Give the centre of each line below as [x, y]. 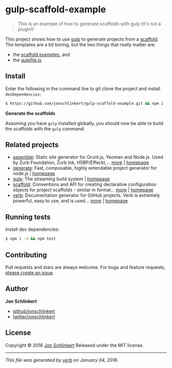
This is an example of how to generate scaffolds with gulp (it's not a [89, 24]
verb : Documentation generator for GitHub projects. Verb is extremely [86, 195]
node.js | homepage [34, 174]
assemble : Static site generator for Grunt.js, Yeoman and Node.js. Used [88, 157]
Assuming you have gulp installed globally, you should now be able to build [84, 123]
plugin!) [26, 29]
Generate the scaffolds [30, 113]
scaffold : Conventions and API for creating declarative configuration [84, 185]
